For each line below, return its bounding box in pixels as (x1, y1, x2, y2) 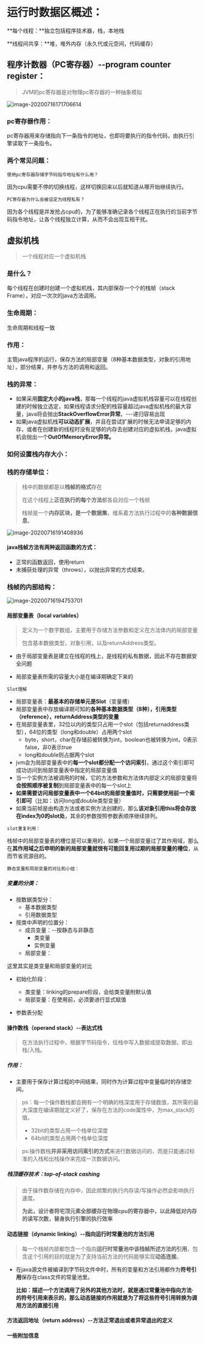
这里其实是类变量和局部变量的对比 (7, 963, 92, 970)
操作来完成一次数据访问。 (59, 1155, 123, 1162)
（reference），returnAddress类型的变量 (15, 713, 119, 721)
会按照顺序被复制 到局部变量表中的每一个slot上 (15, 782, 132, 789)
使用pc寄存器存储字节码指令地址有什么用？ (7, 172, 99, 178)
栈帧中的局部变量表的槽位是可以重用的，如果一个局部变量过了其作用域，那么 (7, 837, 199, 845)
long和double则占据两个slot (24, 751, 95, 759)
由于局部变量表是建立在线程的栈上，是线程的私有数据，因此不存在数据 (15, 652, 192, 660)
